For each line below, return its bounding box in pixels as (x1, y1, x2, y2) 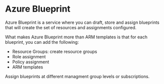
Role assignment (12, 53, 46, 59)
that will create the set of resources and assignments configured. (5, 24, 137, 30)
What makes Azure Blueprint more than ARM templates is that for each (5, 34, 148, 40)
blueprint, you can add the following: (5, 39, 79, 45)
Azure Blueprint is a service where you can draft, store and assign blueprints (5, 19, 160, 25)
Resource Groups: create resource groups (12, 49, 97, 54)
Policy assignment (12, 59, 49, 65)
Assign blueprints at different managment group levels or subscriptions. (5, 73, 150, 79)
